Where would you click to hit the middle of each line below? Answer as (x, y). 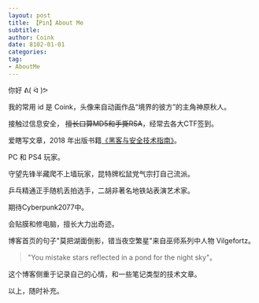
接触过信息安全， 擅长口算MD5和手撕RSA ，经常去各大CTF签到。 (113, 124)
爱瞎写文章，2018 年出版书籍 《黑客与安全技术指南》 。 (94, 140)
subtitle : (24, 30)
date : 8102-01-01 (37, 45)
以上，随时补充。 (36, 290)
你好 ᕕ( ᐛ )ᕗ (28, 90)
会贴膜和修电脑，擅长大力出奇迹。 (63, 224)
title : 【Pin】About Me (46, 23)
